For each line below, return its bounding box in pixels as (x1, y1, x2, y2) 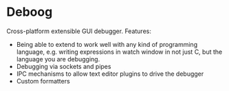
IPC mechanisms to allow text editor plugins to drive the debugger (16, 70, 204, 78)
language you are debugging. (16, 54, 100, 63)
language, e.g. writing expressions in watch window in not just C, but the (16, 48, 223, 56)
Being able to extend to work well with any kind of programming (16, 40, 197, 48)
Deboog (6, 4, 53, 20)
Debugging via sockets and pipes (16, 62, 111, 70)
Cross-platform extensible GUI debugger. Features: (6, 27, 152, 35)
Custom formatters (16, 77, 70, 85)
